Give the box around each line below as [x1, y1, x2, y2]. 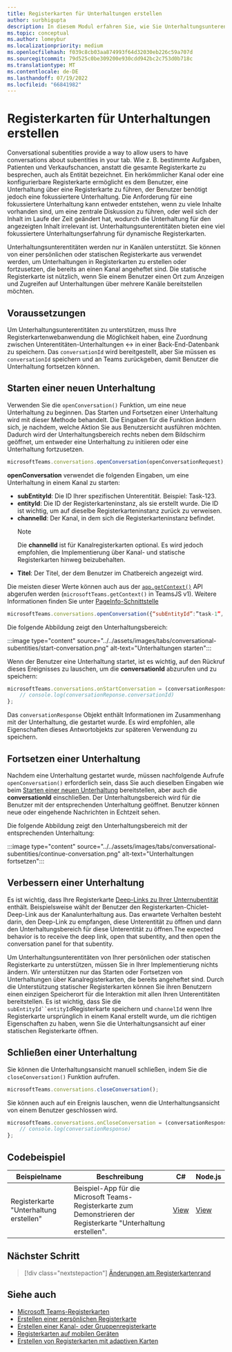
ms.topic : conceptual [7, 29, 70, 37]
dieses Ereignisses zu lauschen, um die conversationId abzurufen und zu [7, 665, 217, 673]
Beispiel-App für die [73, 1183, 140, 1193]
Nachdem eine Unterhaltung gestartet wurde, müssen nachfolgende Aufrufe [7, 771, 224, 780]
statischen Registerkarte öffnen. [7, 1026, 99, 1035]
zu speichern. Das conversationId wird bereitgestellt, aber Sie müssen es [7, 348, 216, 355]
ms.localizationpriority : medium [7, 42, 104, 49]
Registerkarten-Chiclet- [142, 902, 209, 911]
